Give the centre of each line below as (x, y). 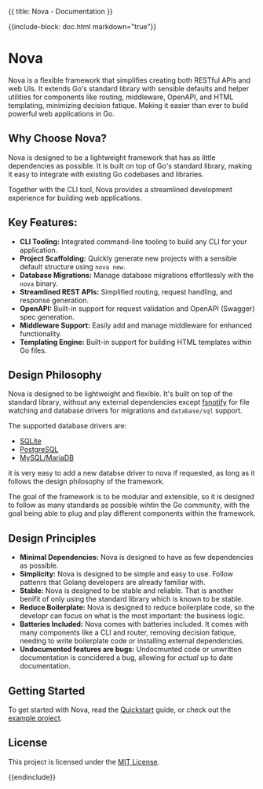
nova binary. (39, 283)
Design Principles (52, 538)
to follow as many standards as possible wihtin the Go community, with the (129, 505)
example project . (35, 718)
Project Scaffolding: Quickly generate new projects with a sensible (128, 258)
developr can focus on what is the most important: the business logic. (132, 616)
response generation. (54, 300)
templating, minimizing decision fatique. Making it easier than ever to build (128, 105)
